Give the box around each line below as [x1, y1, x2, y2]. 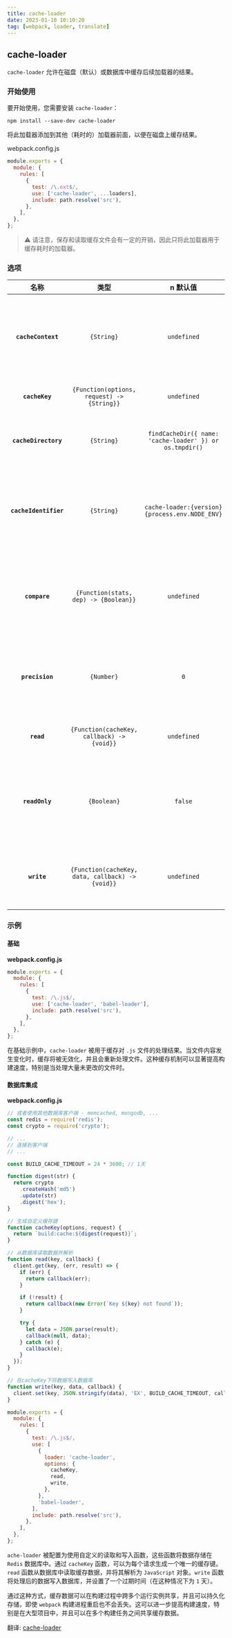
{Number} [89, 673, 119, 681]
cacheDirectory [12, 437, 62, 445]
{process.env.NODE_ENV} [144, 510, 223, 518]
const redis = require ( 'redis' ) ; [7, 1116, 104, 1123]
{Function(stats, [75, 589, 133, 597]
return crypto [13, 1179, 54, 1187]
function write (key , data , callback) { [7, 1383, 122, 1390]
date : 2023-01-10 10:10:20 [7, 17, 85, 24]
